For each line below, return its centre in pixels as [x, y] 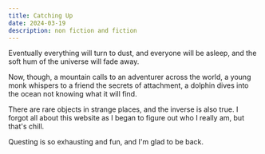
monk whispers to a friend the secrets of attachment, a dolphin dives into [129, 85]
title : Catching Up [41, 16]
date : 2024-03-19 [37, 23]
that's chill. [26, 126]
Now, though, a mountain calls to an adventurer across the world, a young [130, 77]
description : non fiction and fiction [73, 30]
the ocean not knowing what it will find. [73, 94]
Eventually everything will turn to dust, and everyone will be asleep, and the [132, 53]
